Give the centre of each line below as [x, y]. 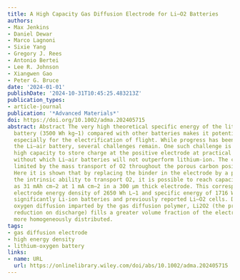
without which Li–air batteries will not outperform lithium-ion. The [121, 160]
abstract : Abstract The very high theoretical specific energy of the [115, 126]
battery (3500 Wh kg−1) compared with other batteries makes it [111, 133]
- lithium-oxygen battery [46, 246]
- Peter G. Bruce [33, 80]
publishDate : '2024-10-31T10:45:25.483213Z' [75, 93]
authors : [20, 21]
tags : [15, 226]
